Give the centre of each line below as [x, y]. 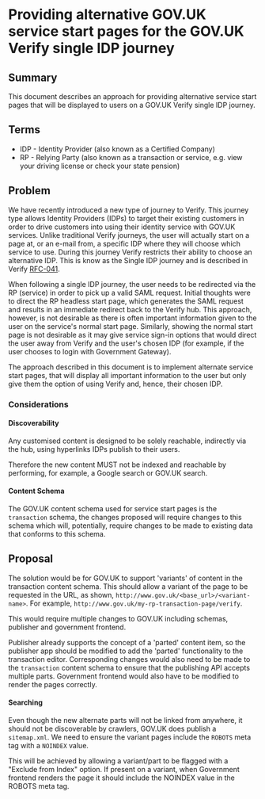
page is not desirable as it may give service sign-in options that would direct [132, 335]
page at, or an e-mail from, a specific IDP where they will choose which [125, 243]
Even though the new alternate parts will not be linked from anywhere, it [125, 720]
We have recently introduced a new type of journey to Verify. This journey [129, 210]
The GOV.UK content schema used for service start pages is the [113, 508]
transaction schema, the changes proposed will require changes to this [125, 517]
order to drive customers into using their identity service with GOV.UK [122, 227]
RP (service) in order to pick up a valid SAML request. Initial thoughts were [129, 292]
